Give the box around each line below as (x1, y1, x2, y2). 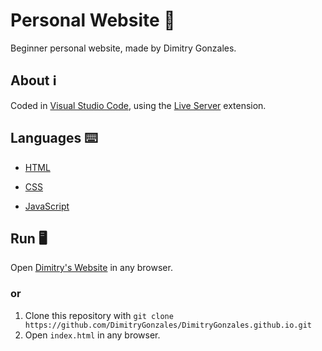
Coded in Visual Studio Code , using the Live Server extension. (10, 99, 267, 111)
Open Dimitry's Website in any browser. (10, 262, 173, 274)
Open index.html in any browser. (24, 329, 161, 341)
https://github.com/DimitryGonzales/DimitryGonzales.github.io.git (24, 320, 312, 330)
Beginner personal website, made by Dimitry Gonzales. (10, 42, 237, 54)
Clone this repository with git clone (24, 309, 174, 321)
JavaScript (24, 200, 70, 212)
